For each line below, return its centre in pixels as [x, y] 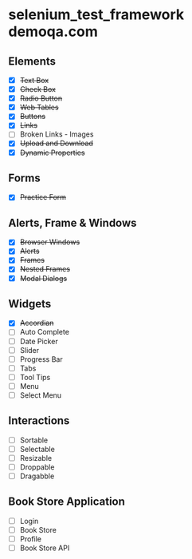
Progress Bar [41, 359]
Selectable [37, 449]
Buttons [33, 117]
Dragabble [37, 476]
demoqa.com [53, 32]
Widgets [30, 304]
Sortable [34, 440]
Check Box [37, 89]
